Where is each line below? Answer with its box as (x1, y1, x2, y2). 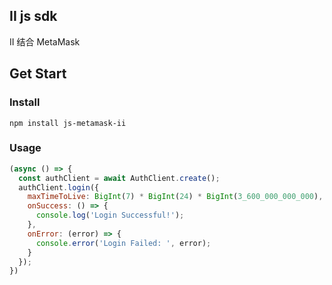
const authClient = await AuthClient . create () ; (18, 173, 221, 183)
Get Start (9, 65, 67, 83)
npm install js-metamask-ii (9, 118, 127, 128)
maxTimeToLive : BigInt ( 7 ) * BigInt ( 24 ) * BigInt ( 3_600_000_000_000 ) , (27, 192, 324, 202)
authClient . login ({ (18, 182, 100, 193)
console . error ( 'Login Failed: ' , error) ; (35, 238, 212, 248)
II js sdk (9, 8, 58, 25)
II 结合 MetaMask (9, 35, 81, 48)
